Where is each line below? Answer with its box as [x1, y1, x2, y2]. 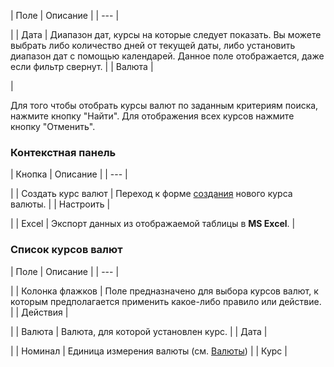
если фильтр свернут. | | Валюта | [10, 61, 154, 72]
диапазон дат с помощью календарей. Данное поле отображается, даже [10, 50, 325, 62]
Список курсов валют [10, 243, 123, 257]
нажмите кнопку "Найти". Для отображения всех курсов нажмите [10, 110, 295, 122]
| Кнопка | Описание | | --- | [10, 168, 128, 180]
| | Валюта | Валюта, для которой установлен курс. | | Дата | [10, 325, 268, 337]
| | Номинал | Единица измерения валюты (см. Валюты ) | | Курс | [10, 345, 288, 357]
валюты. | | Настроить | [10, 198, 111, 210]
